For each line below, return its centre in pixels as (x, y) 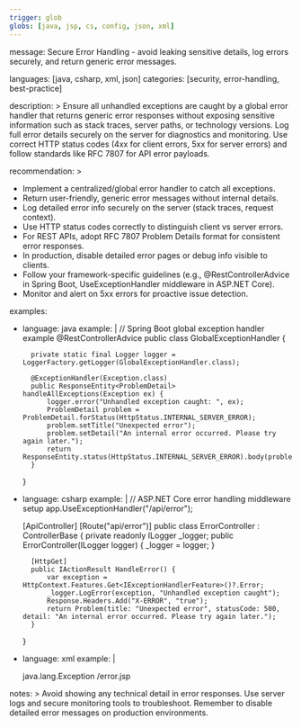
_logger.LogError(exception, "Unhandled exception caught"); (163, 593)
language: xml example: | (69, 659)
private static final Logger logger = (103, 355)
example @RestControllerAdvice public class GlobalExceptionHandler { (154, 337)
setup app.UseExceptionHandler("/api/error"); (107, 508)
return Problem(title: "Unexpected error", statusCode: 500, (163, 608)
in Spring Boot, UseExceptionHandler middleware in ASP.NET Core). (149, 283)
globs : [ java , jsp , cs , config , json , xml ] (92, 26)
